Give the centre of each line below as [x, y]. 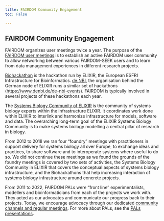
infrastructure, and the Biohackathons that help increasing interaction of [78, 173]
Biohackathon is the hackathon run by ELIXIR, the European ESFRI [71, 75]
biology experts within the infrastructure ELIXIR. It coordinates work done [79, 111]
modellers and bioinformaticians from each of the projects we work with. [78, 193]
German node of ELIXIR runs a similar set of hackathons [61, 86]
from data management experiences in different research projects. [72, 66]
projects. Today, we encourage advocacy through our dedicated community [82, 203]
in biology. [15, 132]
